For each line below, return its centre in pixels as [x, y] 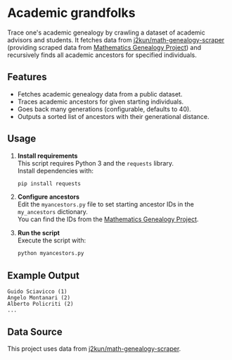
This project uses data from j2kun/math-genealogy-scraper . [94, 348]
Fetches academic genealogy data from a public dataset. [100, 94]
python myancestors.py [51, 254]
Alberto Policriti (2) [40, 304]
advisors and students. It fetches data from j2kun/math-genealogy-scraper [116, 39]
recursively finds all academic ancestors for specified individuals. [102, 55]
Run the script [38, 233]
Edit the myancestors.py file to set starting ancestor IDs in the [106, 204]
